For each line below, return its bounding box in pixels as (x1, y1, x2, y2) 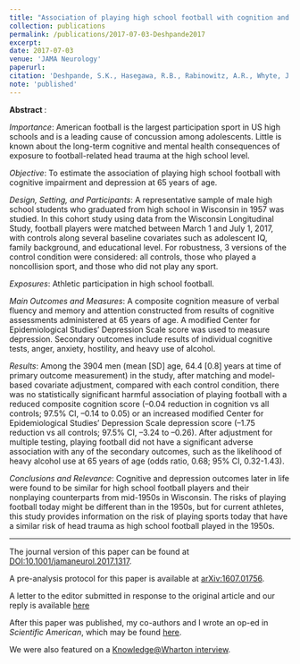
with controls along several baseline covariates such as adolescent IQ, (9, 232, 268, 243)
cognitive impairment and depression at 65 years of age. (9, 176, 218, 188)
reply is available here (9, 600, 90, 610)
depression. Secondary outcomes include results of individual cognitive (9, 333, 273, 345)
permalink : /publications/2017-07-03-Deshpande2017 (9, 30, 205, 38)
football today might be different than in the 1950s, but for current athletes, (9, 501, 284, 512)
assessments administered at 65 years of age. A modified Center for (9, 314, 261, 325)
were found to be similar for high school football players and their (9, 482, 250, 493)
